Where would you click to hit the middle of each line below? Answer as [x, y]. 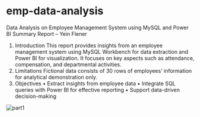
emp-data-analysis [55, 11]
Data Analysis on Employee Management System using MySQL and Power [98, 27]
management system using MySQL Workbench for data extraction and [101, 51]
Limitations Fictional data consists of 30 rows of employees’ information [103, 70]
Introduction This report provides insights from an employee [89, 45]
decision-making [36, 96]
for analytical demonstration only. [56, 77]
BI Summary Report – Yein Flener [47, 33]
